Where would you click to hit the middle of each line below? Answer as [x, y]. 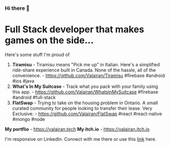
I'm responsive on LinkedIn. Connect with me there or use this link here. [81, 139]
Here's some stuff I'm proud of [37, 54]
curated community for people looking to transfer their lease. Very [82, 108]
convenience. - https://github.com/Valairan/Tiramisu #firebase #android [88, 75]
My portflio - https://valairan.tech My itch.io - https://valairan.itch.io [77, 129]
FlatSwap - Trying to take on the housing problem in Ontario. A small [85, 103]
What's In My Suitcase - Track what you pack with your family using [85, 86]
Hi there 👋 [17, 8]
